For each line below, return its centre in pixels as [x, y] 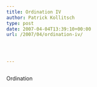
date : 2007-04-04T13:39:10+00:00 [49, 29]
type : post [20, 23]
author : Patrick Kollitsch [41, 18]
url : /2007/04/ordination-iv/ [45, 35]
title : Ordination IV [34, 12]
